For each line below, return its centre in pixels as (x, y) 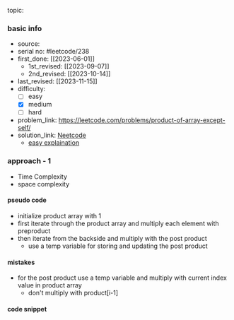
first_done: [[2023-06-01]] (56, 59)
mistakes (21, 262)
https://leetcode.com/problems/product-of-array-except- (142, 120)
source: (29, 44)
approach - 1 (29, 161)
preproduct (34, 231)
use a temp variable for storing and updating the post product (118, 246)
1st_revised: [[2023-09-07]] (69, 66)
